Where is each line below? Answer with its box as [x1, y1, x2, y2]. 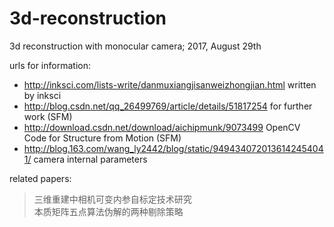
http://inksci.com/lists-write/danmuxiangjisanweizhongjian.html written [23, 78, 317, 91]
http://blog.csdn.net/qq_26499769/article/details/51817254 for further [23, 100, 313, 112]
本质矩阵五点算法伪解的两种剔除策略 [33, 205, 184, 217]
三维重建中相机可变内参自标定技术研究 [33, 193, 192, 205]
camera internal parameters [33, 153, 148, 165]
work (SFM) [23, 110, 73, 122]
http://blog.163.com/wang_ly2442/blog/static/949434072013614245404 [23, 142, 324, 154]
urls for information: [9, 59, 91, 71]
